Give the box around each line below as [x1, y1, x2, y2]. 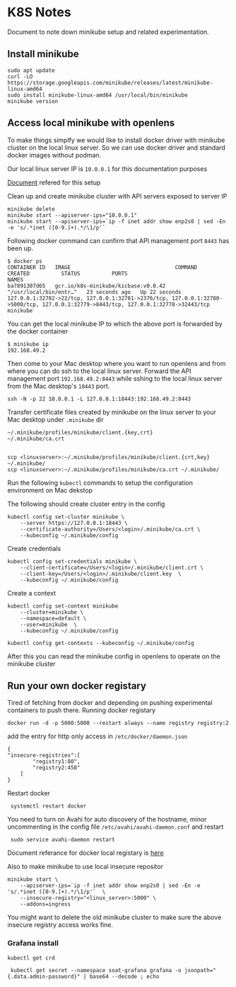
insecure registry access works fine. [7, 921, 113, 929]
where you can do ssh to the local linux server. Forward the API [7, 367, 191, 375]
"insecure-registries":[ [7, 752, 81, 760]
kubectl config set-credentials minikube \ [7, 557, 138, 565]
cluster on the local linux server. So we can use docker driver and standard [7, 143, 226, 152]
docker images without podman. [7, 150, 102, 159]
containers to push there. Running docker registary [7, 706, 156, 714]
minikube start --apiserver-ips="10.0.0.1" [7, 211, 138, 219]
